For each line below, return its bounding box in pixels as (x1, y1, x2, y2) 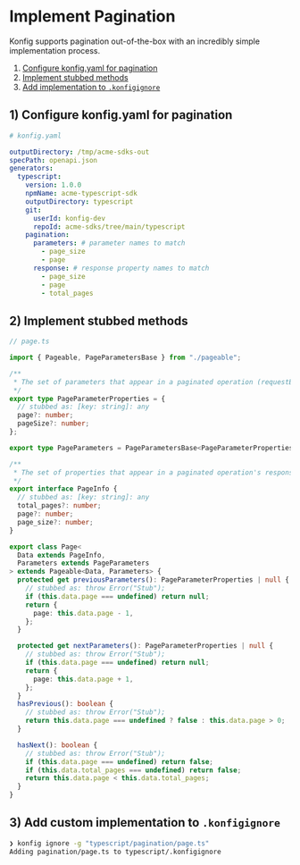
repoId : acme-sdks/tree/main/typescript (32, 222, 186, 231)
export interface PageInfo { (9, 484, 118, 493)
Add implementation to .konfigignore (21, 81, 161, 92)
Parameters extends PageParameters (17, 558, 150, 568)
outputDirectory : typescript (25, 197, 134, 206)
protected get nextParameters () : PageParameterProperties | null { (17, 642, 274, 651)
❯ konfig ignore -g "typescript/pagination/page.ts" (9, 838, 210, 848)
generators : (9, 164, 54, 173)
